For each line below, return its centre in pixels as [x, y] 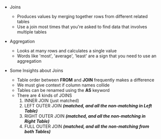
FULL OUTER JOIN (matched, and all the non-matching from [87, 126]
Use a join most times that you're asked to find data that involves [82, 27]
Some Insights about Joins [36, 70]
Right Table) [37, 121]
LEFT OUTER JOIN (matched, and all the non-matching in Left [88, 106]
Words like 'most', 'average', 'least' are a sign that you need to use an [87, 56]
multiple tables [32, 32]
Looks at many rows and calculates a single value [67, 51]
